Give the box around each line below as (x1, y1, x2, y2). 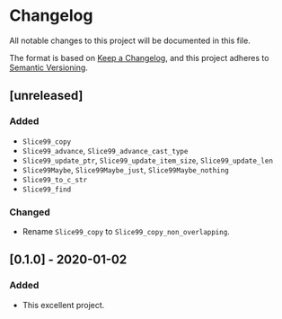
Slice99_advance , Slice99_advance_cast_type (22, 145, 189, 155)
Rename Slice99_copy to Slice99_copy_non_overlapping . (22, 226, 231, 236)
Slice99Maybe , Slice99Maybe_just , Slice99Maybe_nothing (22, 164, 229, 175)
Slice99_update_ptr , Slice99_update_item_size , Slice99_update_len (22, 155, 274, 165)
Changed (9, 206, 51, 218)
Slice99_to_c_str (22, 175, 88, 184)
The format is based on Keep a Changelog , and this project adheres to (9, 52, 269, 63)
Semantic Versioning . (9, 62, 88, 73)
